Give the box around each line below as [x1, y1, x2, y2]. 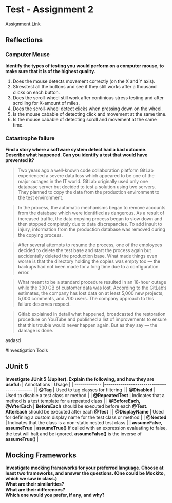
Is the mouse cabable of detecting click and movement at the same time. [12, 111, 167, 117]
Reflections [5, 35, 43, 44]
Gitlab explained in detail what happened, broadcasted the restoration [17, 311, 166, 317]
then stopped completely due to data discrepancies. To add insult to [17, 221, 163, 227]
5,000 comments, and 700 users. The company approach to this [17, 295, 154, 301]
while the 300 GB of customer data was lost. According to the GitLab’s [17, 284, 167, 291]
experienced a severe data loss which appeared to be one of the [17, 172, 155, 178]
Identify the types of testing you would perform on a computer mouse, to [5, 63, 164, 69]
